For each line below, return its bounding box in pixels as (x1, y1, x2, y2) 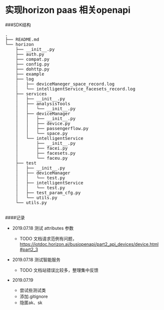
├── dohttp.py (15, 66, 50, 72)
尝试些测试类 (19, 287, 46, 293)
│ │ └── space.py (15, 131, 68, 136)
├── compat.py (15, 56, 50, 62)
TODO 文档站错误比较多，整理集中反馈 (19, 267, 99, 273)
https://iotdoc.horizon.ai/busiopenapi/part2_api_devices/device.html (19, 241, 159, 247)
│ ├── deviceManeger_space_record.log (15, 81, 115, 87)
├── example (15, 71, 44, 77)
